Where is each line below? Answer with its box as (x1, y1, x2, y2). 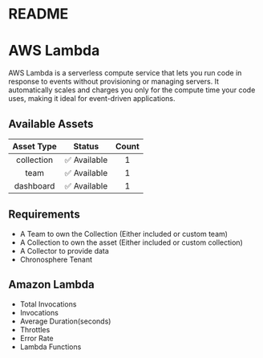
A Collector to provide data (19, 246, 110, 255)
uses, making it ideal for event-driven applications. (8, 94, 176, 104)
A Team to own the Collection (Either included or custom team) (19, 229, 229, 238)
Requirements (8, 208, 80, 222)
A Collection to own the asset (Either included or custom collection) (19, 238, 243, 247)
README (8, 5, 69, 23)
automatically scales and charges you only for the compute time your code (8, 85, 256, 95)
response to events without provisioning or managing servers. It (8, 77, 219, 87)
